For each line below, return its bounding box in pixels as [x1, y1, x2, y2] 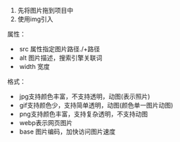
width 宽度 [19, 63, 51, 70]
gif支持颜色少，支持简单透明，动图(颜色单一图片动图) [19, 101, 174, 109]
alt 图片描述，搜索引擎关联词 [19, 53, 103, 62]
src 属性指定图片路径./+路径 [19, 45, 101, 53]
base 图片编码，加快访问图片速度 [19, 127, 116, 136]
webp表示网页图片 [19, 119, 73, 127]
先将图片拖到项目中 [17, 6, 74, 14]
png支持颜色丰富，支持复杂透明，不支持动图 [19, 110, 148, 118]
